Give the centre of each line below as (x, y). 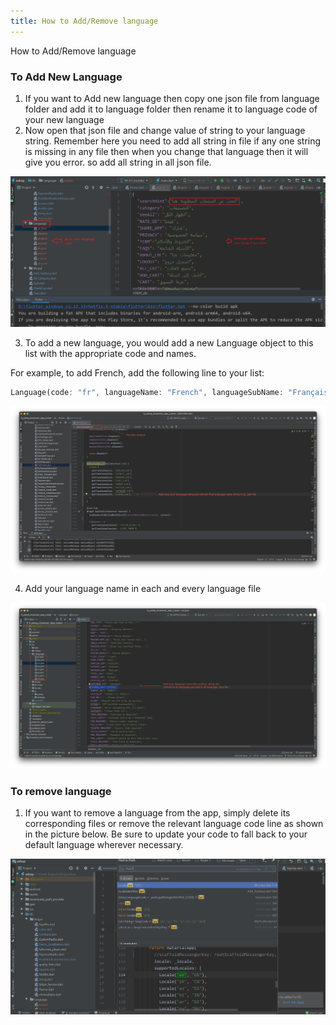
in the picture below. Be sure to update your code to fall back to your (166, 834)
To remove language (61, 791)
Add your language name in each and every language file (143, 588)
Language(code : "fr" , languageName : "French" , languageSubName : (147, 392)
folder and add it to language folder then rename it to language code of (171, 109)
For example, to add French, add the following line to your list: (137, 372)
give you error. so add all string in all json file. (118, 162)
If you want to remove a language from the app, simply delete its (157, 813)
